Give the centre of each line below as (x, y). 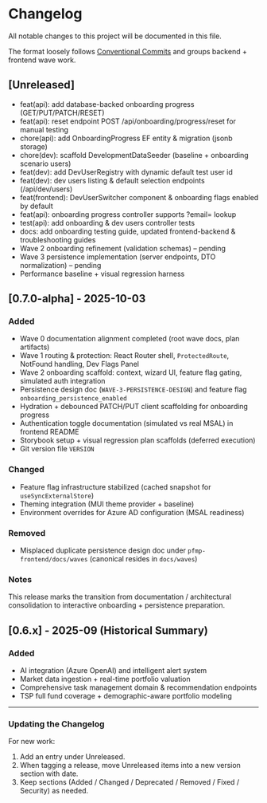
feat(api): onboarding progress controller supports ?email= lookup (128, 214)
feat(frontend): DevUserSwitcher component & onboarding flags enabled (139, 197)
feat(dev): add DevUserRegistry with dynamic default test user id (126, 171)
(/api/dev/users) (46, 189)
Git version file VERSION (57, 449)
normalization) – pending (60, 265)
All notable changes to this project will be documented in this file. (115, 36)
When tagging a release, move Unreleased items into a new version (130, 766)
